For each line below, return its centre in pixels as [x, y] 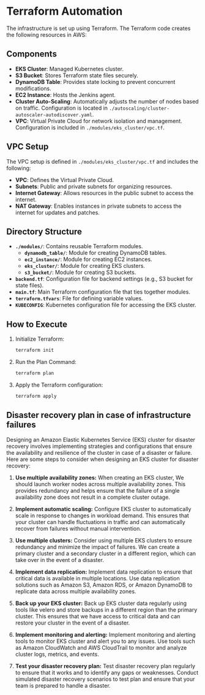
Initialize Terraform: [40, 339]
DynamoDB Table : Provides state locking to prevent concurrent [95, 82]
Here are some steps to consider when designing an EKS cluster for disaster [102, 459]
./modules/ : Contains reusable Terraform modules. [79, 246]
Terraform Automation [65, 11]
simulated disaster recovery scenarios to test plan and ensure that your [105, 679]
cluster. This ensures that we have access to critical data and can [98, 616]
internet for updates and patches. [57, 212]
